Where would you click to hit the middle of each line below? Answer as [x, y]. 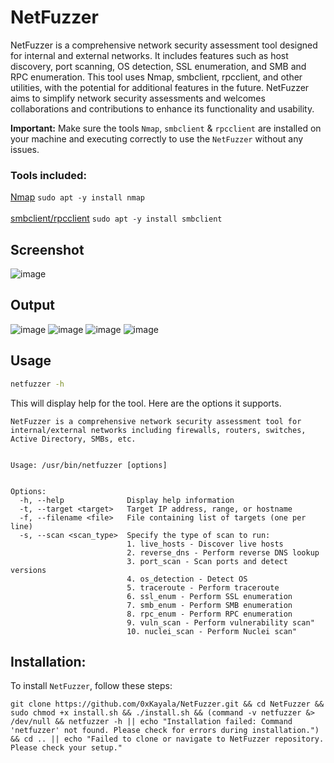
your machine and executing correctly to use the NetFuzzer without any [157, 138]
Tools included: [48, 175]
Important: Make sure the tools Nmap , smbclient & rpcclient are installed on [166, 128]
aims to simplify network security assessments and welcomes [138, 98]
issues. [25, 149]
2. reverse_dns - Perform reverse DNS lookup [223, 552]
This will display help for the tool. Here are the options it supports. [146, 403]
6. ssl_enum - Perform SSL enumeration [209, 596]
